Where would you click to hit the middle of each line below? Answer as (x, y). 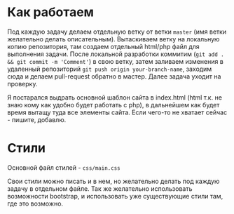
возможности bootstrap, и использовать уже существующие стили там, (115, 196)
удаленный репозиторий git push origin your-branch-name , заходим (110, 69)
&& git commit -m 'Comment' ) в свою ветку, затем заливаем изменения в (116, 61)
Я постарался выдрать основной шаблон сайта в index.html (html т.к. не (115, 97)
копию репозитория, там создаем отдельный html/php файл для (103, 46)
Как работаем (51, 12)
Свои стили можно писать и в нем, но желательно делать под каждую (113, 181)
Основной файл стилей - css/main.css (64, 167)
